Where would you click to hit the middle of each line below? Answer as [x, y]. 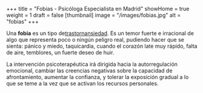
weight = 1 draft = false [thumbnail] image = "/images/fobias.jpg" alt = [94, 15]
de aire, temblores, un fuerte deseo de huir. [60, 53]
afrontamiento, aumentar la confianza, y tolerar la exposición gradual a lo [98, 77]
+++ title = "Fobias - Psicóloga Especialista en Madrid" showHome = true [98, 9]
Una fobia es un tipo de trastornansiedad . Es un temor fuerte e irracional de [100, 33]
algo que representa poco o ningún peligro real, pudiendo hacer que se [95, 40]
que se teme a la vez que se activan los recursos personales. [82, 83]
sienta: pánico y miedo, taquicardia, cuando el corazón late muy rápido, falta [102, 46]
